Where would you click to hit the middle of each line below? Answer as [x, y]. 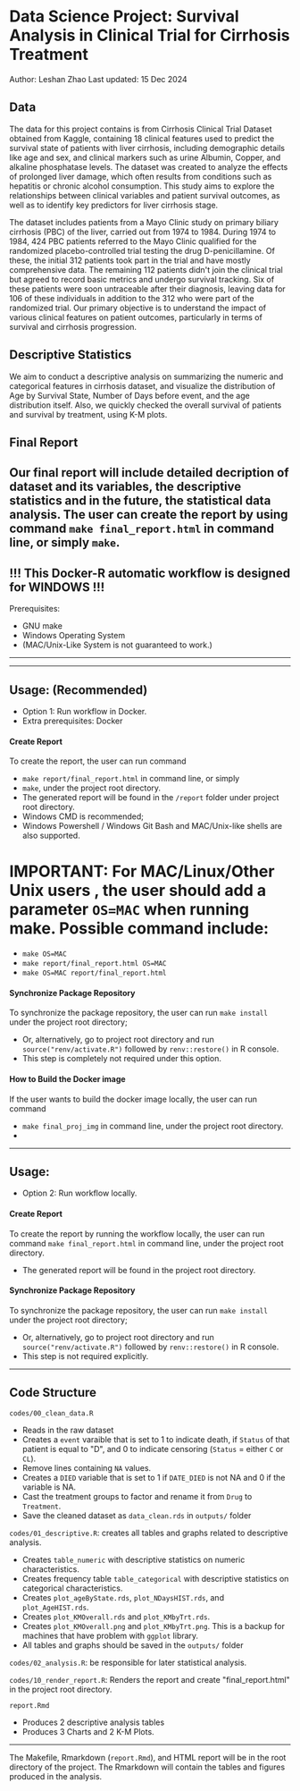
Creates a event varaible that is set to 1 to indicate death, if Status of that [156, 1439]
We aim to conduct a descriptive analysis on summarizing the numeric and [146, 376]
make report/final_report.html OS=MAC [94, 964]
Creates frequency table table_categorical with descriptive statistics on [155, 1578]
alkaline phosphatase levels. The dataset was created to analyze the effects [149, 166]
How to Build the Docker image [68, 1078]
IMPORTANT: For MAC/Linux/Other [142, 871]
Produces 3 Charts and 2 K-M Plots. [88, 1731]
